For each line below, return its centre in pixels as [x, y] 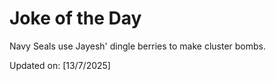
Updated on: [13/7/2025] [60, 65]
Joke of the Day [75, 18]
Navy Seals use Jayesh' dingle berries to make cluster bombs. [137, 46]
